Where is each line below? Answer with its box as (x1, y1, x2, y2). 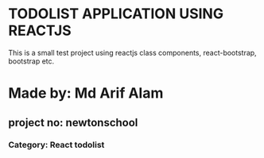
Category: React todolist (8, 140, 105, 151)
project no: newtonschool (8, 116, 138, 129)
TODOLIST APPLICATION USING (8, 5, 224, 23)
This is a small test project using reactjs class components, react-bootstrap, (8, 48, 257, 57)
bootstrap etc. (8, 56, 55, 66)
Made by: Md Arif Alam (8, 84, 164, 102)
